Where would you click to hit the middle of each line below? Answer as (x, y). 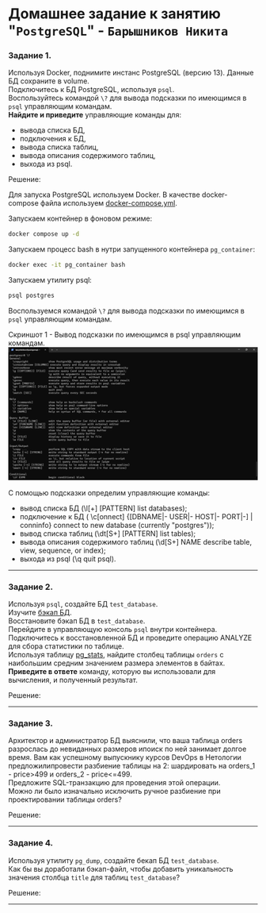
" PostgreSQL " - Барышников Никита (118, 31)
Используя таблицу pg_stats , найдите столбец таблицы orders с (116, 655)
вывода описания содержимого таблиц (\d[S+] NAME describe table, (135, 541)
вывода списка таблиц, (59, 147)
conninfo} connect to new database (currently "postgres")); (117, 525)
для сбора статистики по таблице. (66, 646)
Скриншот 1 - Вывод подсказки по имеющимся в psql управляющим (125, 335)
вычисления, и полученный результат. (73, 680)
